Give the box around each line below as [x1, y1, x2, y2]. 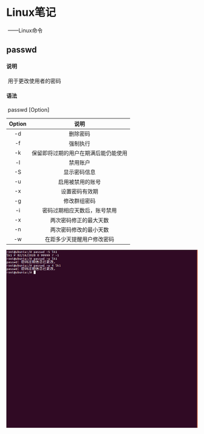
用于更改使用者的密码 [7, 77, 61, 84]
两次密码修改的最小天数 [50, 226, 109, 233]
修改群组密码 [63, 197, 96, 205]
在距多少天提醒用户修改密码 [44, 236, 114, 243]
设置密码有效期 [60, 188, 98, 195]
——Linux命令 [7, 27, 43, 34]
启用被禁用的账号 [58, 178, 101, 185]
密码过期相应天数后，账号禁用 [42, 207, 117, 214]
